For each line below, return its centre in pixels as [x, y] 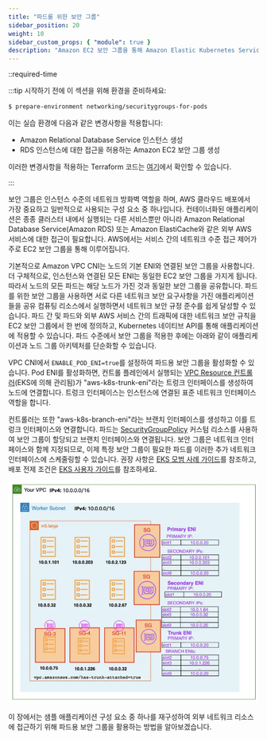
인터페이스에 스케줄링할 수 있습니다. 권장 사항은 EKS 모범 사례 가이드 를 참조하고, [132, 459]
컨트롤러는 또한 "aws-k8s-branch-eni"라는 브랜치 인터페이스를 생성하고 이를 [128, 419]
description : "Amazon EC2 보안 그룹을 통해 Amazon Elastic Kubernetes [122, 51]
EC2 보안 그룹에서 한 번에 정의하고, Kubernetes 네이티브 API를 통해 [113, 326]
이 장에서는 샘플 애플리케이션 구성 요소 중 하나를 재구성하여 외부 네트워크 [120, 717]
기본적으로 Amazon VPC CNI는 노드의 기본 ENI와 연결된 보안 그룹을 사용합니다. [132, 266]
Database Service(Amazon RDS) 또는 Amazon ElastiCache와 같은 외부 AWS [130, 229]
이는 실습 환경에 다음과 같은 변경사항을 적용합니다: [86, 123]
